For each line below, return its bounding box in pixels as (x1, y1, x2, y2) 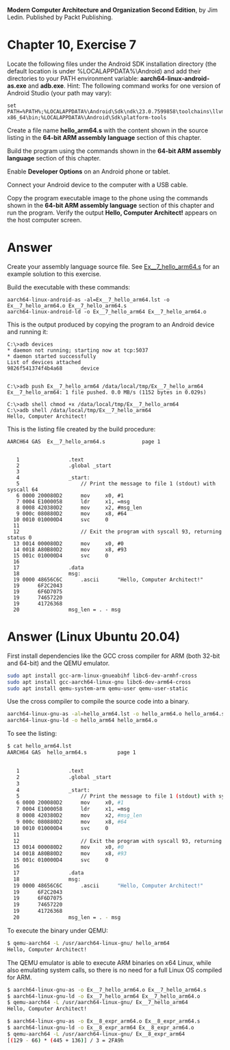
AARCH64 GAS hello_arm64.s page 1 (7, 749, 136, 756)
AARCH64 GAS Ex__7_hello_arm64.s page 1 (7, 438, 161, 445)
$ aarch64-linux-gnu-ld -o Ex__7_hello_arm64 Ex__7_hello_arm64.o (7, 992, 201, 1000)
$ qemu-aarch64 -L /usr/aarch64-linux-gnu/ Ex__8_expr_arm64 (7, 1030, 186, 1038)
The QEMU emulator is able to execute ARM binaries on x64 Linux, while (7, 958, 212, 966)
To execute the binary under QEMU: (7, 926, 108, 935)
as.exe (7, 82, 27, 90)
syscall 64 (7, 486, 38, 493)
